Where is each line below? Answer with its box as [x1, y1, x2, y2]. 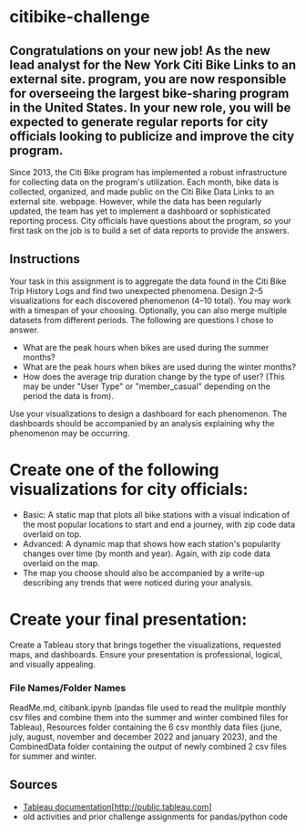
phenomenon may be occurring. [9, 427, 130, 438]
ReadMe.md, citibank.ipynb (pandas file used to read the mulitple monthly [9, 701, 287, 713]
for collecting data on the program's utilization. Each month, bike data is [9, 176, 280, 187]
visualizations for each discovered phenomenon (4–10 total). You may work [9, 295, 291, 306]
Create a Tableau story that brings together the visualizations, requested [9, 639, 282, 650]
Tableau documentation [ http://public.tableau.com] [22, 801, 212, 812]
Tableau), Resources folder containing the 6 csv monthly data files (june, [9, 721, 282, 732]
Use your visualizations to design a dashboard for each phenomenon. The [9, 408, 288, 419]
